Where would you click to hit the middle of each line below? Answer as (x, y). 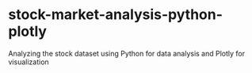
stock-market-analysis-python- (116, 15)
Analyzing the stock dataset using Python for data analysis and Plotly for (127, 53)
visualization (29, 62)
